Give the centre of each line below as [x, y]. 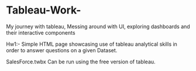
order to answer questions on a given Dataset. [62, 50]
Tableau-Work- [44, 10]
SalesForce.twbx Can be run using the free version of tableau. [81, 62]
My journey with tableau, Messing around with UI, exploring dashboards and [98, 26]
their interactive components [41, 32]
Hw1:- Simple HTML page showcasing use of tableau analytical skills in [92, 44]
